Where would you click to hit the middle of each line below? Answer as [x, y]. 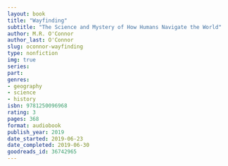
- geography [25, 86]
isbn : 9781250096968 [38, 106]
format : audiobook [34, 125]
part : [15, 73]
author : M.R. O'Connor [40, 34]
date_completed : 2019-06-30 [49, 146]
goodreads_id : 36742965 [42, 152]
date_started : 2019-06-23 [45, 138]
